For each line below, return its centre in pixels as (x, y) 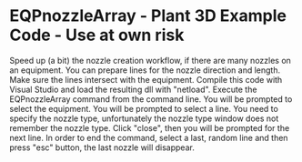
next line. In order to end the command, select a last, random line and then (149, 137)
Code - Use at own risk (97, 35)
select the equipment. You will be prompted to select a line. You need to (144, 108)
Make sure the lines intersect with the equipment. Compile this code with (146, 79)
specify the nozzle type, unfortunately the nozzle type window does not (144, 118)
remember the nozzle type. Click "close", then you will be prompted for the (150, 127)
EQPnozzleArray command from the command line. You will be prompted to (151, 99)
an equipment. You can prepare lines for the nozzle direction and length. (145, 70)
